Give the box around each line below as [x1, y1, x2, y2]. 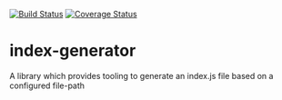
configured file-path [9, 80, 85, 91]
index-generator [9, 41, 136, 61]
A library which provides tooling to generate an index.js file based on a [9, 70, 274, 81]
